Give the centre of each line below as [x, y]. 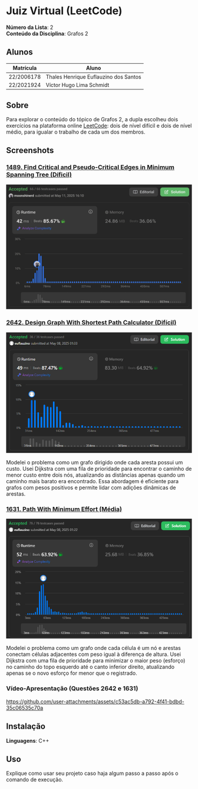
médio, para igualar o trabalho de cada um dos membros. [76, 132]
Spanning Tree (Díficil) [39, 174]
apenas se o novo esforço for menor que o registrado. [72, 673]
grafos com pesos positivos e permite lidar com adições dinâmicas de [91, 487]
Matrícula [25, 68]
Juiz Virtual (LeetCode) [64, 11]
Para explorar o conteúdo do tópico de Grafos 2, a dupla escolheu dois [92, 119]
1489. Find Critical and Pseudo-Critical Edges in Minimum [90, 167]
